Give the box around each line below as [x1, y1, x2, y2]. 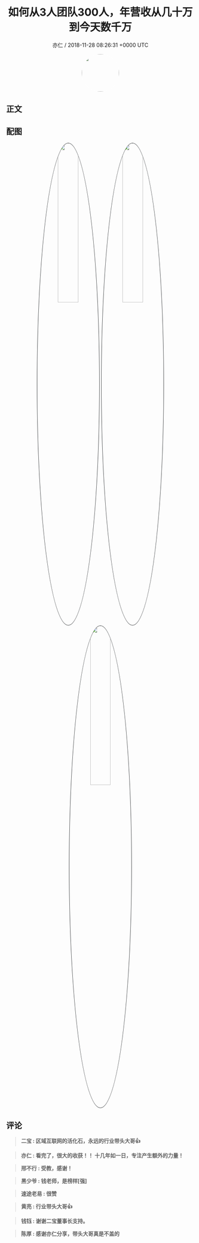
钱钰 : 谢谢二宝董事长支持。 [20, 1217, 88, 1224]
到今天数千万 [68, 20, 132, 34]
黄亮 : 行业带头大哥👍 [20, 1202, 73, 1210]
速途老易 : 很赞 [20, 1190, 57, 1197]
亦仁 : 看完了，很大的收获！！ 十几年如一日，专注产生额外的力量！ [20, 1151, 184, 1159]
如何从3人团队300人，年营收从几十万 [8, 5, 193, 19]
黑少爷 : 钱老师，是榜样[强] [20, 1177, 87, 1184]
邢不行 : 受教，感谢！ [20, 1165, 73, 1172]
